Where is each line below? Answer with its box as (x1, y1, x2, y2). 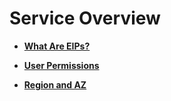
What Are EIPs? (23, 40, 91, 52)
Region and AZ (23, 78, 87, 91)
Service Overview (9, 7, 161, 30)
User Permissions (23, 59, 100, 71)
